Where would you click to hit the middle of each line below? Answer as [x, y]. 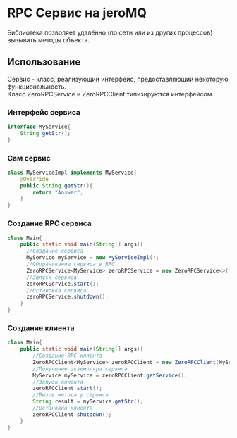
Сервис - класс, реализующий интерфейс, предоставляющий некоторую [118, 79]
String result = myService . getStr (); [88, 402]
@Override [35, 179]
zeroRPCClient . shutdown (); [72, 414]
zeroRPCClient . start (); [67, 389]
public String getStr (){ [56, 186]
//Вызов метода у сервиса [71, 395]
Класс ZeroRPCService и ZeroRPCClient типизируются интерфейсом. [111, 94]
